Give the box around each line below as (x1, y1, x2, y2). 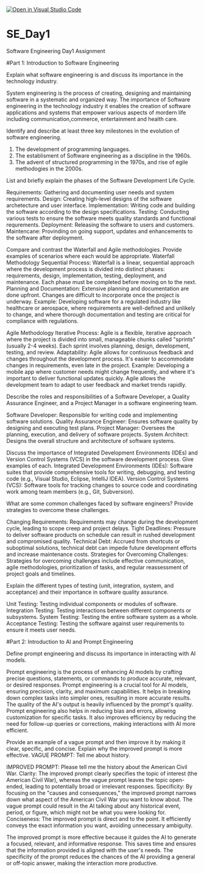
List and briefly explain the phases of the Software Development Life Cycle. (6, 177, 195, 184)
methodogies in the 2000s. (15, 165, 83, 172)
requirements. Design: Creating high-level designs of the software (6, 195, 172, 202)
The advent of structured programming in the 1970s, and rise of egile (15, 158, 188, 166)
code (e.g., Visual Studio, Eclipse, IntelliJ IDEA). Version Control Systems (6, 475, 189, 482)
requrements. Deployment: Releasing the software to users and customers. (6, 221, 195, 228)
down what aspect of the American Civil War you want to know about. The (6, 795, 193, 803)
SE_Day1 (6, 27, 51, 41)
